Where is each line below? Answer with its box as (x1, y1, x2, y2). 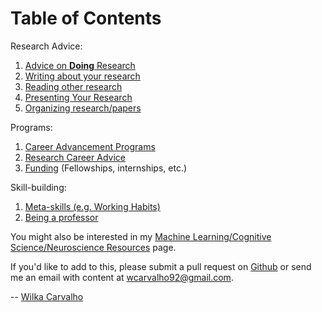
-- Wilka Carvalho (10, 290, 84, 302)
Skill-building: (10, 181, 67, 193)
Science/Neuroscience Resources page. (10, 241, 177, 253)
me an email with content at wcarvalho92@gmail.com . (10, 271, 234, 283)
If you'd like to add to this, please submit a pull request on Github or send (10, 260, 312, 272)
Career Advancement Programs (24, 140, 156, 152)
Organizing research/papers (24, 102, 142, 114)
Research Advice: (10, 40, 83, 52)
